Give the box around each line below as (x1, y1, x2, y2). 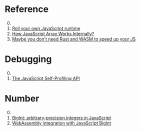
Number (4, 93, 39, 104)
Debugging (4, 53, 52, 65)
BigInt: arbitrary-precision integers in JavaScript (11, 114, 111, 120)
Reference (4, 3, 48, 15)
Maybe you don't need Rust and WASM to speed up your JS (11, 36, 136, 42)
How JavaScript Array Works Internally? (11, 30, 94, 36)
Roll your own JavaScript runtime (11, 25, 80, 31)
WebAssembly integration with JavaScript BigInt (11, 120, 111, 126)
